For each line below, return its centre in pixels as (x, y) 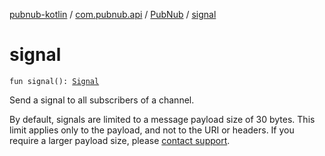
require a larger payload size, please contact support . (120, 140)
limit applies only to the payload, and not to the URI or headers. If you (152, 130)
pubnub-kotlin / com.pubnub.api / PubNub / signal (113, 14)
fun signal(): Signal (54, 81)
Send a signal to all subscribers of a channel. (102, 100)
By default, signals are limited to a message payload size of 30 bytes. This (162, 119)
